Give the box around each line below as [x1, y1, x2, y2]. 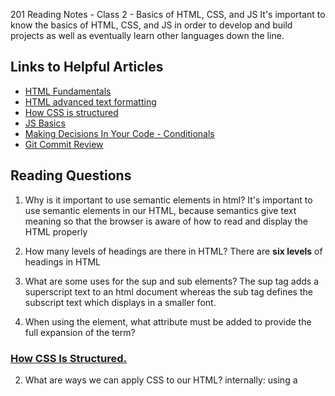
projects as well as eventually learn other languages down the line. [10, 30, 285, 41]
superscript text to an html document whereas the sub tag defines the [24, 285, 313, 298]
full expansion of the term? [24, 326, 136, 338]
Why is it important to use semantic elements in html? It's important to [24, 194, 313, 206]
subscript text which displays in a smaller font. [24, 296, 217, 308]
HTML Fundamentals [24, 85, 112, 97]
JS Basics [24, 117, 66, 129]
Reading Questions [10, 167, 132, 184]
